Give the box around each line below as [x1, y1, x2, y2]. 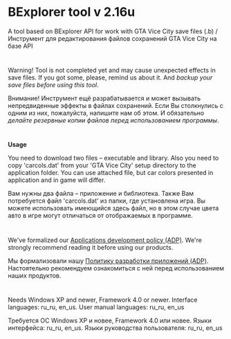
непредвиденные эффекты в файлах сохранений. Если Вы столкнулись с [8, 102, 223, 110]
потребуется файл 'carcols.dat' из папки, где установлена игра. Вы [8, 196, 206, 205]
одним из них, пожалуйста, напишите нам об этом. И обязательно [8, 109, 205, 118]
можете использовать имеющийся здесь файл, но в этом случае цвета [8, 204, 219, 212]
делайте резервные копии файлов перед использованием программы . [8, 116, 219, 125]
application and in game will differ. [8, 176, 106, 184]
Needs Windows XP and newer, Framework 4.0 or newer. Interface [8, 295, 198, 304]
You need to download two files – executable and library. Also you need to [8, 154, 219, 163]
